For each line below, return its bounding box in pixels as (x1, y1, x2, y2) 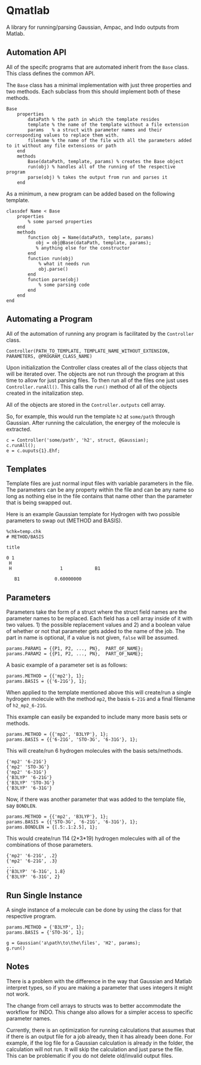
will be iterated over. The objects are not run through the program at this (6, 370, 185, 377)
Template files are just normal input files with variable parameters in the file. (6, 480, 194, 487)
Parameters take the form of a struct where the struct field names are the (6, 608, 187, 616)
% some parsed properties (28, 218, 93, 224)
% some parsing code (38, 282, 90, 288)
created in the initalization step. (6, 389, 84, 397)
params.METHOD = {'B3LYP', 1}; (6, 924, 85, 930)
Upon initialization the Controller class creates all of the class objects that (6, 363, 188, 371)
